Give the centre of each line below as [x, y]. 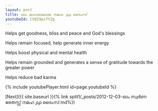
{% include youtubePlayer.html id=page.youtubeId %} [61, 87]
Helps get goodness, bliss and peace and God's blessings [65, 33]
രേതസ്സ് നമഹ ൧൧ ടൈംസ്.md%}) [40, 102]
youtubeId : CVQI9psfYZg [30, 19]
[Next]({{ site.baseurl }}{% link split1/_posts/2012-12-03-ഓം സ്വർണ [76, 97]
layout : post [19, 10]
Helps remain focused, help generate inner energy [57, 43]
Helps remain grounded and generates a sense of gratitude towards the [79, 62]
